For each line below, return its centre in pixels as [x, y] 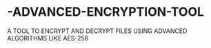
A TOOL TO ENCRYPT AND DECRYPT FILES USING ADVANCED [97, 31]
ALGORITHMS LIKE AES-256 [48, 38]
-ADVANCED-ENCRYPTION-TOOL [106, 12]
